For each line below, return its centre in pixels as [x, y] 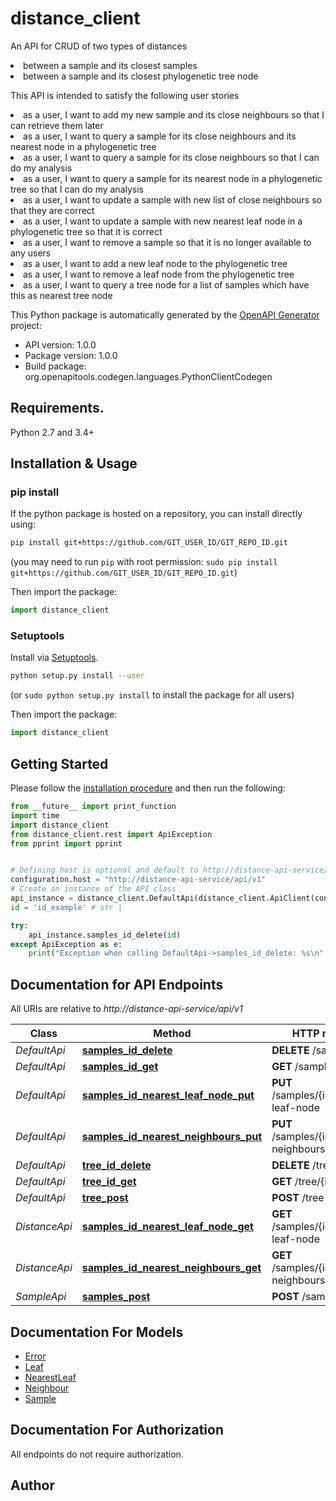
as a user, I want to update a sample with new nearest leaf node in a [163, 221]
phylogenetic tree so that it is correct [86, 231]
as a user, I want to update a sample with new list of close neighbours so [172, 199]
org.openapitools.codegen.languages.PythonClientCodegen [148, 376]
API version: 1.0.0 [60, 344]
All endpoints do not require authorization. [97, 1454]
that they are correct [52, 210]
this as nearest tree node [61, 295]
